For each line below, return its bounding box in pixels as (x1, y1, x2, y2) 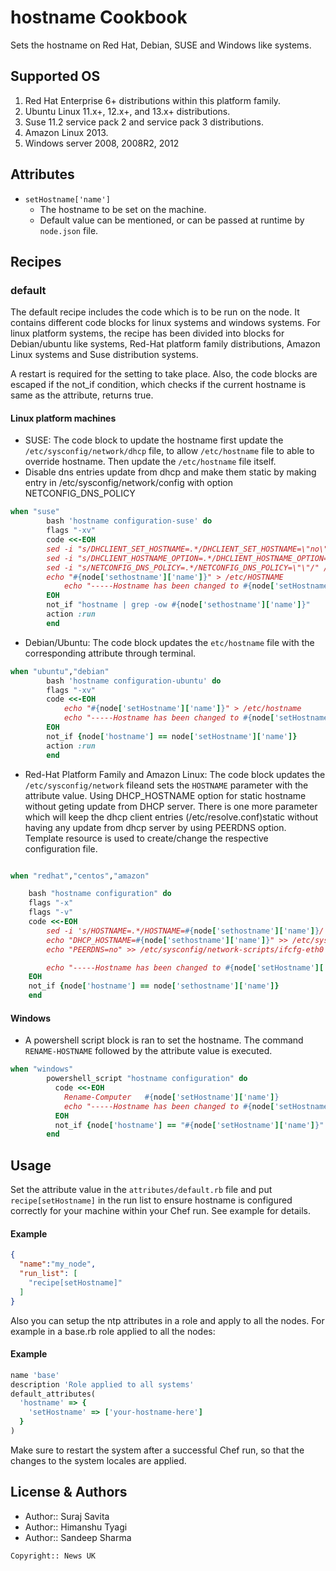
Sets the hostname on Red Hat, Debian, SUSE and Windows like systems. (10, 39, 312, 51)
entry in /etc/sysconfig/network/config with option (24, 477, 233, 489)
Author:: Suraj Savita (24, 1510, 110, 1522)
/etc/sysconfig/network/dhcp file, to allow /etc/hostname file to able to (24, 445, 315, 457)
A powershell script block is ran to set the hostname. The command (24, 1034, 304, 1046)
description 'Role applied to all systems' (10, 1379, 195, 1390)
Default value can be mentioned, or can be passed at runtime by (39, 214, 305, 226)
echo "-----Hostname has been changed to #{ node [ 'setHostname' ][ (46, 962, 325, 973)
